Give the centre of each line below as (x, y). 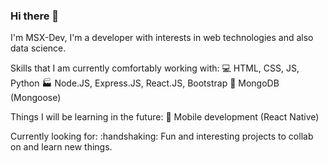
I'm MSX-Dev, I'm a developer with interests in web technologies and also (162, 38)
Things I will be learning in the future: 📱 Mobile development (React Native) (165, 117)
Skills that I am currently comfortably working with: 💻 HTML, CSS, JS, (155, 68)
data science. (38, 48)
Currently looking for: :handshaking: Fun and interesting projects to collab (162, 136)
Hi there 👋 (35, 16)
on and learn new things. (61, 147)
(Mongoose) (36, 98)
